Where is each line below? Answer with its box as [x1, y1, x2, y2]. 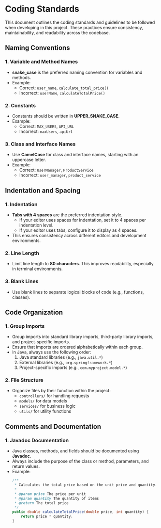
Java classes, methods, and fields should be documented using [12, 448, 139, 454]
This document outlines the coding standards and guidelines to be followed [5, 19, 155, 25]
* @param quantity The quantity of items [14, 496, 99, 501]
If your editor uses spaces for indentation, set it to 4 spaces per [19, 217, 146, 223]
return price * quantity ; [21, 514, 73, 519]
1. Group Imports [5, 322, 45, 329]
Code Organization [5, 308, 63, 316]
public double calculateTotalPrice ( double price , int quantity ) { [12, 510, 149, 514]
